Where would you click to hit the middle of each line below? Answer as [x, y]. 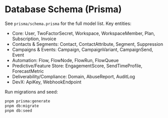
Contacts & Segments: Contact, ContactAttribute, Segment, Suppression [88, 44]
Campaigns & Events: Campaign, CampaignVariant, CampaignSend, [82, 49]
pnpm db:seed [18, 110]
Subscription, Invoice [34, 39]
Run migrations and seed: [31, 92]
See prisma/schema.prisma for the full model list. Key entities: [68, 23]
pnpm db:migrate [22, 106]
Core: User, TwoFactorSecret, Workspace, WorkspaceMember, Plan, [83, 33]
